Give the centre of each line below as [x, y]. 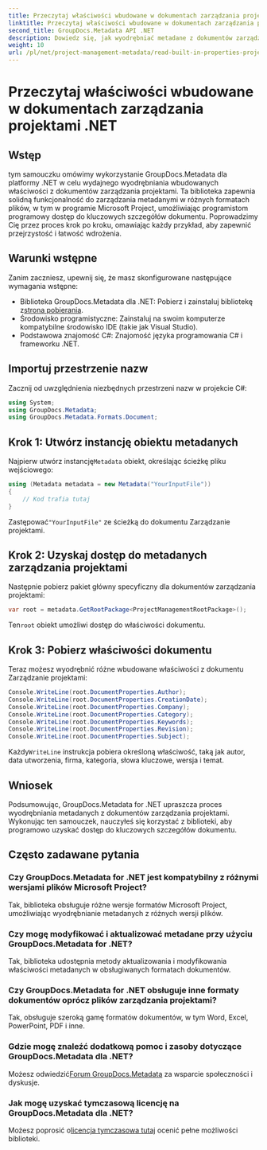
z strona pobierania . [51, 310]
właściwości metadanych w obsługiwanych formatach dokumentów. [120, 969]
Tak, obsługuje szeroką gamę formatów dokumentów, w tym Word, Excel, [128, 1017]
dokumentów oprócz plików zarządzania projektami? [112, 1000]
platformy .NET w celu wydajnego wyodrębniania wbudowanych [113, 183]
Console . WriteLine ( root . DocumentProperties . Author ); [97, 692]
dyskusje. [24, 1082]
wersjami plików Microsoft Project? [77, 887]
